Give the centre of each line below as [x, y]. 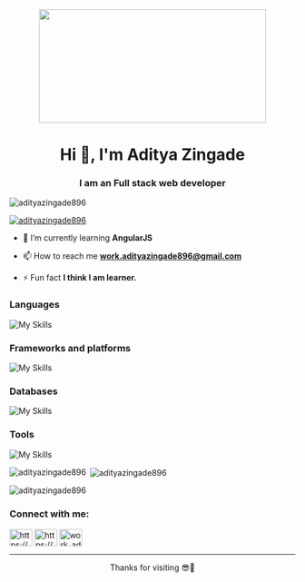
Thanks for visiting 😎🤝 [152, 567]
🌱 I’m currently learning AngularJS [87, 238]
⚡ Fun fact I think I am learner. [79, 278]
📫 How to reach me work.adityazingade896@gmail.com [132, 256]
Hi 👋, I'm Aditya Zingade [152, 155]
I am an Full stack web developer [152, 183]
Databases [34, 391]
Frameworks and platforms [70, 348]
